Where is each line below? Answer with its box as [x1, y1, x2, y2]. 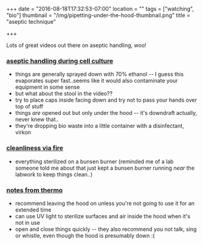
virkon [15, 129, 32, 136]
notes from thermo [6, 185, 63, 194]
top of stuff [15, 103, 44, 110]
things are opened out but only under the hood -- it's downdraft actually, [15, 109, 198, 117]
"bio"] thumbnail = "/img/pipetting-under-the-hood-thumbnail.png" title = [6, 12, 190, 19]
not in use [15, 219, 41, 226]
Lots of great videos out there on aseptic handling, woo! [6, 42, 147, 49]
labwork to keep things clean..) [15, 170, 93, 178]
